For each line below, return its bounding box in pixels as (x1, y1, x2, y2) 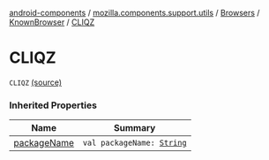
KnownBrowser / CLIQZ (9, 17, 95, 27)
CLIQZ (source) (9, 77, 63, 88)
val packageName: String (82, 138, 187, 149)
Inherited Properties (9, 99, 97, 111)
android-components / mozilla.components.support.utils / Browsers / (9, 8, 260, 18)
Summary (113, 122, 156, 134)
